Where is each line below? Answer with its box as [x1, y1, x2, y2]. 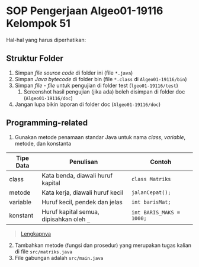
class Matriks [131, 176, 171, 182]
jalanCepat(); [131, 189, 171, 196]
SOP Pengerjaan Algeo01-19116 [6, 4, 163, 18]
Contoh [150, 157, 172, 166]
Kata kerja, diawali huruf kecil [41, 188, 123, 197]
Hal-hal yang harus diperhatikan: [6, 36, 86, 43]
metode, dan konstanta [14, 140, 72, 147]
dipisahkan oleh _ [41, 215, 91, 223]
